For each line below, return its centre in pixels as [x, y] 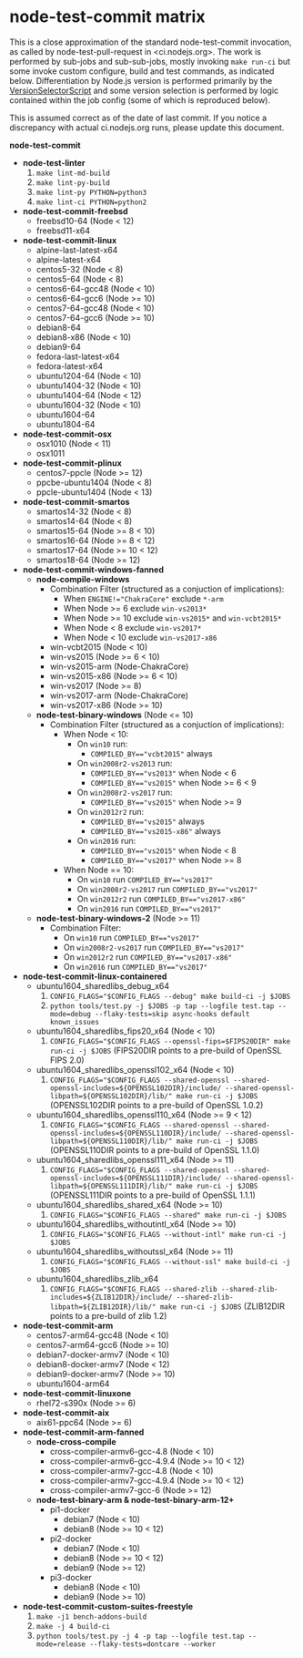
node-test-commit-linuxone [77, 1393]
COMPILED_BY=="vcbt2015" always [151, 753]
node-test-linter [54, 162]
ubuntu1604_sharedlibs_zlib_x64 [97, 1279]
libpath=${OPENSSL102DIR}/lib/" [111, 1096]
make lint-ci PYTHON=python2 [91, 202]
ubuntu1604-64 [66, 414]
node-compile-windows [83, 579]
